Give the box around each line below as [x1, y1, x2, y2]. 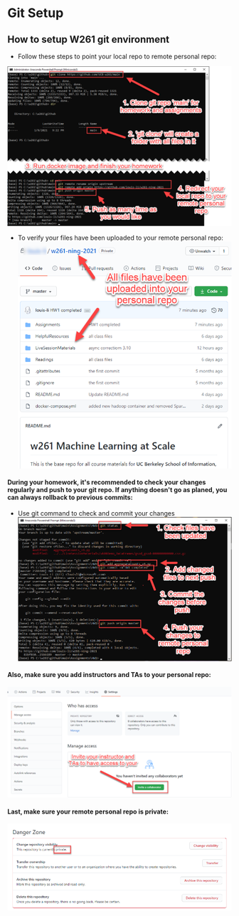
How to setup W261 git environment [7, 33, 169, 46]
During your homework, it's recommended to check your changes [7, 478, 206, 486]
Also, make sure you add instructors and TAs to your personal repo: [7, 671, 211, 679]
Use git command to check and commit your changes [17, 509, 176, 518]
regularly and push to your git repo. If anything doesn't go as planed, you [7, 486, 228, 494]
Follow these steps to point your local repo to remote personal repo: [17, 52, 217, 60]
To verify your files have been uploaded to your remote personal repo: [17, 233, 224, 243]
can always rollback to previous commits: [7, 493, 133, 502]
